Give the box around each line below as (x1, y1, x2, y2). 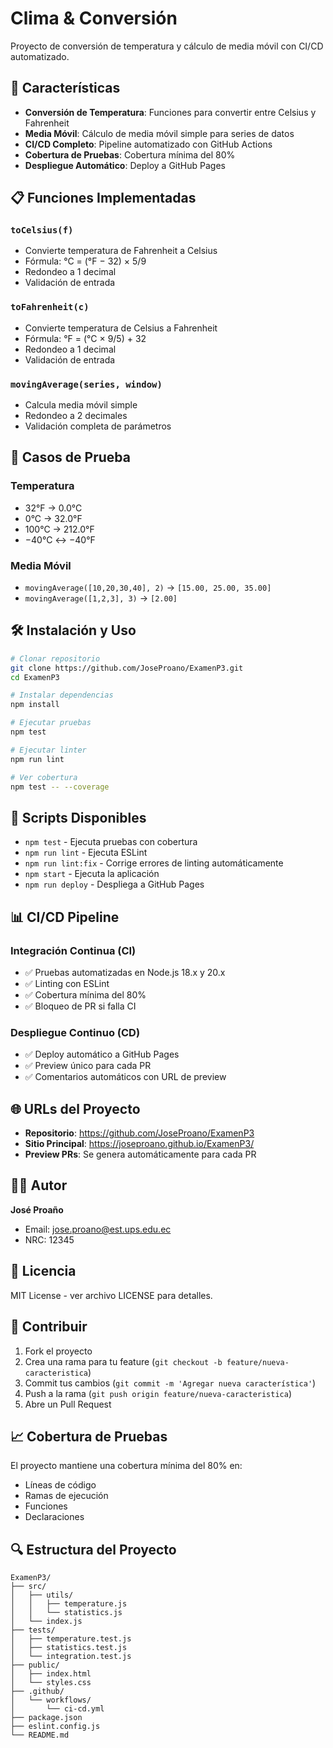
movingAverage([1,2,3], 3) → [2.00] (24, 592, 178, 604)
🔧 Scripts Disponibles (10, 809, 147, 826)
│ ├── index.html (10, 1669, 92, 1679)
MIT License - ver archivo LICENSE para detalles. (10, 1289, 213, 1301)
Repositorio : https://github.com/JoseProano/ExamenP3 (24, 1127, 255, 1139)
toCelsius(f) (10, 225, 74, 236)
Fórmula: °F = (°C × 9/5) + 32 (24, 332, 147, 344)
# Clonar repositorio (10, 653, 101, 664)
